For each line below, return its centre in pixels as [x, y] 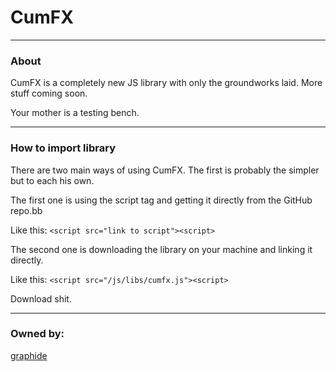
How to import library [63, 148]
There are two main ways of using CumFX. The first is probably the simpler [165, 170]
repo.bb [26, 210]
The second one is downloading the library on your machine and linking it [161, 249]
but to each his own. [52, 180]
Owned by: [37, 334]
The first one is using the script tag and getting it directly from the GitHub [161, 200]
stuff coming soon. [49, 93]
